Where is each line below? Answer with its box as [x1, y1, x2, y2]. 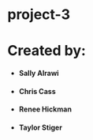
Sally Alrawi [18, 68, 60, 78]
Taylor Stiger [18, 123, 62, 132]
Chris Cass [18, 86, 56, 96]
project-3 [7, 6, 71, 24]
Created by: [7, 42, 86, 60]
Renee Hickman [18, 104, 73, 114]
